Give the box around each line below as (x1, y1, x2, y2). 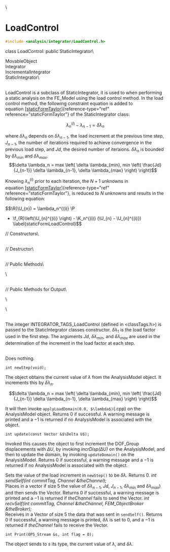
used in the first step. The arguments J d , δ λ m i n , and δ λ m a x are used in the (5, 333, 161, 341)
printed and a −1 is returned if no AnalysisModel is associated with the (5, 417, 152, 423)
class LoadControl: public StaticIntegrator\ (5, 48, 94, 54)
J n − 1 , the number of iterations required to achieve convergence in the (5, 140, 152, 147)
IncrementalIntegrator (5, 69, 51, 75)
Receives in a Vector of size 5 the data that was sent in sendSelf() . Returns (5, 511, 162, 517)
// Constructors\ (5, 230, 39, 236)
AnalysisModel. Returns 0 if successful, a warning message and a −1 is (5, 457, 154, 463)
